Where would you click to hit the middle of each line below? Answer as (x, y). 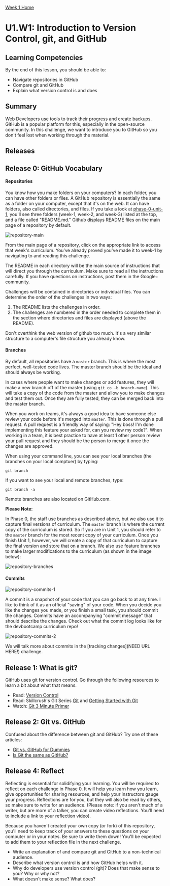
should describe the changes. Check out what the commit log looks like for (83, 621)
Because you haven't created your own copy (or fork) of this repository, (80, 825)
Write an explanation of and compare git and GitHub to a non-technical (87, 852)
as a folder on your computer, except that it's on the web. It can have (77, 203)
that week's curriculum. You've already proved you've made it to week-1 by (84, 250)
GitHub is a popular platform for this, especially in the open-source (75, 124)
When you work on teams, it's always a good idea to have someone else (81, 414)
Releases (20, 151)
